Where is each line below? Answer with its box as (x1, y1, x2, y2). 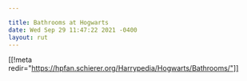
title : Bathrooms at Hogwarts (8, 18, 110, 26)
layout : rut (8, 33, 48, 41)
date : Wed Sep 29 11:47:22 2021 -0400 (8, 25, 137, 34)
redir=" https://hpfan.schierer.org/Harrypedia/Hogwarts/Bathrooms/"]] (8, 64, 239, 73)
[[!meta (8, 55, 33, 64)
